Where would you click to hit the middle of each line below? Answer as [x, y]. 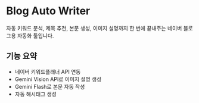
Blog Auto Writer [48, 11]
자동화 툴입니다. [35, 35]
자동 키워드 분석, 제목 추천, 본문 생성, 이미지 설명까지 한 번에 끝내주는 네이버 [94, 28]
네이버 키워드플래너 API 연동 [48, 71]
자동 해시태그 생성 [35, 94]
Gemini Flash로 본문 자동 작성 [50, 86]
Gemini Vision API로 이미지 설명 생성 [58, 79]
